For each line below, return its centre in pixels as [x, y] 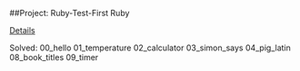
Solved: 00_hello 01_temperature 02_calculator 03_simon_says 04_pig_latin [150, 48]
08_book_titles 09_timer [54, 57]
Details [22, 30]
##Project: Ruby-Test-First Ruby [70, 13]
